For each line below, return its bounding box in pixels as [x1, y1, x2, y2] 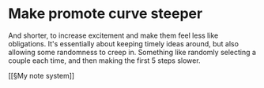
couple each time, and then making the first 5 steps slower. [8, 56, 201, 65]
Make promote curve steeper [8, 5, 203, 23]
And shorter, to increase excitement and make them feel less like [8, 31, 219, 40]
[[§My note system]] [8, 71, 75, 80]
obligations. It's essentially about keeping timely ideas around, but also [8, 38, 239, 48]
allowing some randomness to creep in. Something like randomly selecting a [8, 47, 257, 57]
